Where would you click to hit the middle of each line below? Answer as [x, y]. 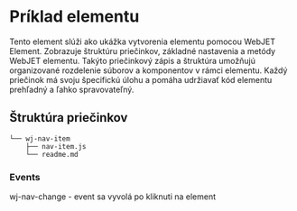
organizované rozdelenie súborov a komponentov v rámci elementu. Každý [148, 70]
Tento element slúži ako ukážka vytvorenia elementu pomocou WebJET [142, 41]
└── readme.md [52, 154]
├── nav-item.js [56, 146]
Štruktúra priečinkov [69, 118]
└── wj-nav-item [40, 138]
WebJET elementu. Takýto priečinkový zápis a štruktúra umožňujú [132, 60]
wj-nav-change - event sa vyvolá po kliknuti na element [113, 197]
